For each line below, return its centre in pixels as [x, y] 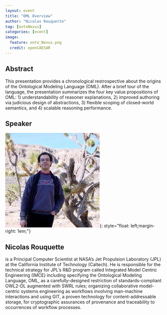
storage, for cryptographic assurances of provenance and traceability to [80, 302]
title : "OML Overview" [29, 16]
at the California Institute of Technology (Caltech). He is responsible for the [83, 265]
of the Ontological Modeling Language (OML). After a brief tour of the [77, 86]
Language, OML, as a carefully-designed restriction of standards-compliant [83, 281]
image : [12, 37]
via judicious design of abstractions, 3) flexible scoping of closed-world [80, 102]
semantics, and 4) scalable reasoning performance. [59, 108]
